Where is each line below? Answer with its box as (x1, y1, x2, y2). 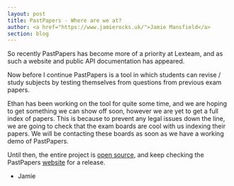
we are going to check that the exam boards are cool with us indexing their (7, 122, 225, 131)
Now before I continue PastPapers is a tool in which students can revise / (7, 71, 221, 79)
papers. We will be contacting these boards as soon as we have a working (7, 129, 225, 138)
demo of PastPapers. (7, 137, 69, 146)
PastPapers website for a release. (7, 158, 106, 167)
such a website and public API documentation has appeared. (7, 57, 185, 66)
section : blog (7, 30, 50, 37)
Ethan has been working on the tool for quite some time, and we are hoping (7, 100, 228, 108)
